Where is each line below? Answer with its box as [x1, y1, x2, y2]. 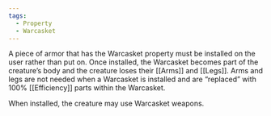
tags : [8, 11, 27, 20]
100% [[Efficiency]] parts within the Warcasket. [8, 83, 166, 93]
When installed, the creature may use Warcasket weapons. [8, 98, 205, 109]
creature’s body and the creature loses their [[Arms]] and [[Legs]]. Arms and [8, 66, 264, 76]
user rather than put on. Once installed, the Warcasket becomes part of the [8, 57, 259, 67]
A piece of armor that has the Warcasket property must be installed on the [8, 49, 256, 59]
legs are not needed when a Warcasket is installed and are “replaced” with [8, 74, 256, 85]
